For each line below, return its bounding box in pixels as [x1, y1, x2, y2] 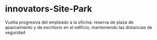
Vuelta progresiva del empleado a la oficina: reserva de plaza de [5, 19, 134, 25]
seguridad [5, 29, 26, 35]
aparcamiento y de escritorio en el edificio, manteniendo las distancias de [5, 24, 153, 30]
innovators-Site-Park [5, 3, 93, 14]
